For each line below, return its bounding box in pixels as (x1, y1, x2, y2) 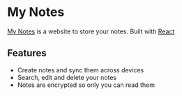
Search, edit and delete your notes (17, 73, 117, 81)
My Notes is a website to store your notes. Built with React (7, 27, 175, 35)
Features (7, 47, 47, 59)
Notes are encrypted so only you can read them (17, 81, 156, 89)
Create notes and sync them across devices (17, 65, 144, 74)
